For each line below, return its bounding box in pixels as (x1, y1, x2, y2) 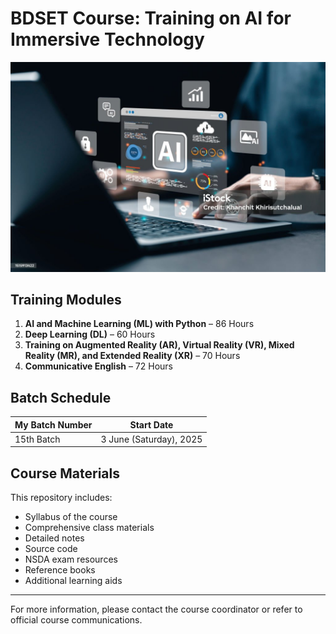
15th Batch (14, 433, 61, 445)
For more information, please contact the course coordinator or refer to (10, 603, 303, 616)
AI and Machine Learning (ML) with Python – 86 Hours (24, 318, 255, 330)
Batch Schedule (10, 389, 112, 406)
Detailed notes (24, 532, 85, 544)
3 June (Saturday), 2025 (100, 433, 203, 445)
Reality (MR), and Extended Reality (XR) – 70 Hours (24, 350, 241, 362)
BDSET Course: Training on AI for (10, 7, 292, 30)
